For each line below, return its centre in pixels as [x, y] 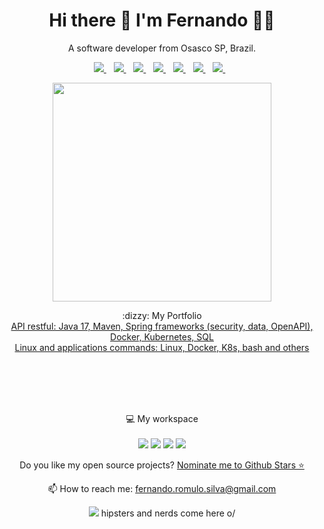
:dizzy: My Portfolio [162, 315]
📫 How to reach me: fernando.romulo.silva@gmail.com [162, 488]
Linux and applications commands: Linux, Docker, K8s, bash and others [162, 347]
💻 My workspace [162, 418]
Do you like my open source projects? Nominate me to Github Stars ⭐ [162, 465]
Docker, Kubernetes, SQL [162, 336]
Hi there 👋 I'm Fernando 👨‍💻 [162, 20]
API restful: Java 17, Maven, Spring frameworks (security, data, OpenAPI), [162, 326]
